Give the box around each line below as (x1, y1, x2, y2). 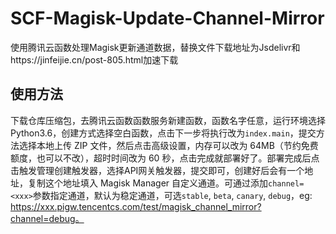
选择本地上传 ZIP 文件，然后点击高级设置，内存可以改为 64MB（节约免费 (18, 139, 319, 151)
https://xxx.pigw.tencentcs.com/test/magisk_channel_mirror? (10, 200, 262, 212)
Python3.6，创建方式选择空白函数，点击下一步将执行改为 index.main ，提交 (10, 127, 317, 139)
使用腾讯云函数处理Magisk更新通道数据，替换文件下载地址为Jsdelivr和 (10, 41, 301, 53)
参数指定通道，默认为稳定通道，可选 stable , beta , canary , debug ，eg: (32, 189, 313, 201)
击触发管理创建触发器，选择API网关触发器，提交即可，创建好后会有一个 (10, 164, 305, 176)
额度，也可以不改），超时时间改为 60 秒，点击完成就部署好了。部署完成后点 (10, 152, 320, 164)
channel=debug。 (10, 212, 85, 224)
